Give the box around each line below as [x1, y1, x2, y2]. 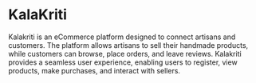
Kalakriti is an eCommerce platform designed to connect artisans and [8, 32, 236, 41]
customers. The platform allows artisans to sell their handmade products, [8, 40, 249, 49]
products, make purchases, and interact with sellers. [8, 65, 181, 75]
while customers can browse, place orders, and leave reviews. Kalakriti [8, 49, 242, 58]
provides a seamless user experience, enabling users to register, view [8, 57, 238, 67]
